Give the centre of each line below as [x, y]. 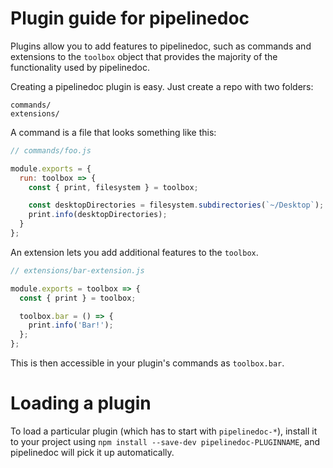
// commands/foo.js [51, 150]
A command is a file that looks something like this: [113, 132]
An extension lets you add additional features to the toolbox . [134, 252]
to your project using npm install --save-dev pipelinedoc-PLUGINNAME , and [165, 441]
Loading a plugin [81, 403]
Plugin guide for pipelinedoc [130, 18]
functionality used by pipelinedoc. [80, 67]
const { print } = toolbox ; [78, 298]
